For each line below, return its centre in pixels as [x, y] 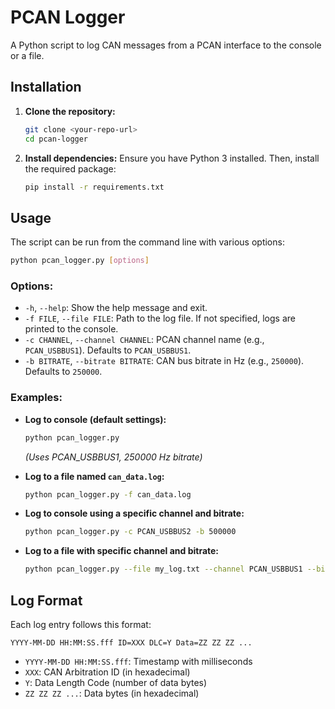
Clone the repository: [70, 111]
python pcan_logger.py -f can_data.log [108, 494]
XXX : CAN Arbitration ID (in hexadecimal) [107, 672]
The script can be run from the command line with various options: [147, 242]
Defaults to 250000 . [63, 372]
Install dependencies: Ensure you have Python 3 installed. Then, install [172, 158]
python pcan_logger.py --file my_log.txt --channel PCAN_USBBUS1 [163, 569]
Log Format [46, 600]
